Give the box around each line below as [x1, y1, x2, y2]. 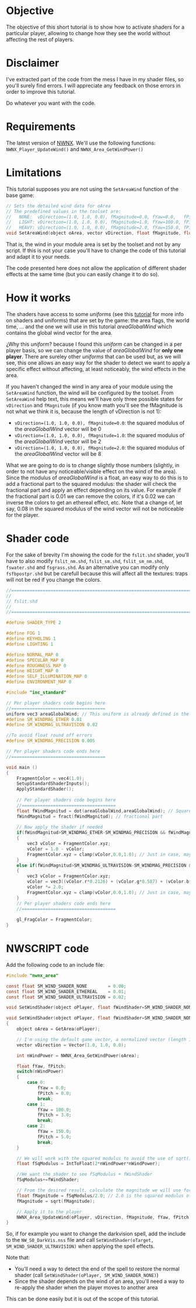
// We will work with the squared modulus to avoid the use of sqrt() [16, 1155, 192, 1161]
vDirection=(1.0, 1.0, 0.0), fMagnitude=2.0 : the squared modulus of [14, 444, 185, 451]
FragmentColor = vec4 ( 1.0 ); [16, 775, 85, 781]
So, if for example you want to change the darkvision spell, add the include [6, 1230, 186, 1237]
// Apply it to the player [16, 1209, 82, 1215]
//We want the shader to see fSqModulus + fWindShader [16, 1172, 153, 1177]
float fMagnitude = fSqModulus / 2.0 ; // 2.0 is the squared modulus [16, 1193, 184, 1199]
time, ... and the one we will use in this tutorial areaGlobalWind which [6, 323, 172, 330]
